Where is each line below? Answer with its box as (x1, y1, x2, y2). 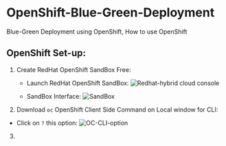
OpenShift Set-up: (6, 47, 87, 59)
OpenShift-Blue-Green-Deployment (6, 5, 215, 21)
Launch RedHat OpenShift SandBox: (26, 79, 129, 87)
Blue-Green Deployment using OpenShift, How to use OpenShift (6, 27, 188, 36)
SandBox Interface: (26, 92, 82, 100)
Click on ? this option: (16, 119, 78, 127)
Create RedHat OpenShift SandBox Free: (16, 65, 131, 73)
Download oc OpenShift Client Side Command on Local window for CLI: (16, 105, 218, 114)
